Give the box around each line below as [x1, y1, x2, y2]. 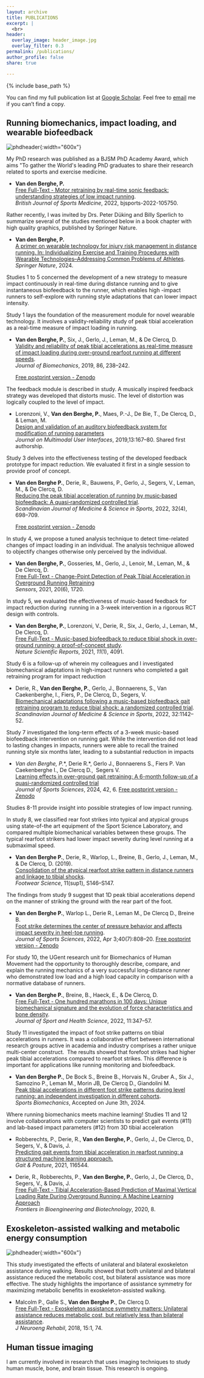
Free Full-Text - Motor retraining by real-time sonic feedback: [15, 186, 169, 194]
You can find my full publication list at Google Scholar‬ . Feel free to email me [6, 94, 196, 101]
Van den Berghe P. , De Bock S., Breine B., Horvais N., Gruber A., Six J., [15, 1073, 194, 1081]
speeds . [15, 356, 36, 363]
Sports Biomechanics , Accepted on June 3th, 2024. [15, 1099, 146, 1106]
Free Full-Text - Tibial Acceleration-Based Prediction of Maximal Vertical [15, 1186, 197, 1193]
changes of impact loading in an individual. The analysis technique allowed [6, 541, 194, 549]
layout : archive [6, 9, 47, 15]
